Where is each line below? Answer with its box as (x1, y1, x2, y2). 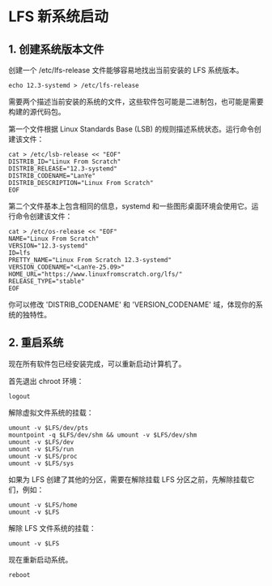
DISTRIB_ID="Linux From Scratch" (8, 157, 121, 166)
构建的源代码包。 (8, 107, 66, 116)
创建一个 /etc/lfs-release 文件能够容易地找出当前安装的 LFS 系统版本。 (8, 66, 244, 75)
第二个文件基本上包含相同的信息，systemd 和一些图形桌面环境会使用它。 (8, 201, 253, 211)
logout (8, 392, 31, 400)
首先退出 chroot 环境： (8, 376, 84, 386)
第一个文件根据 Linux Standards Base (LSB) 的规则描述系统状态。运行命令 (8, 124, 255, 134)
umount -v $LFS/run (8, 445, 74, 453)
